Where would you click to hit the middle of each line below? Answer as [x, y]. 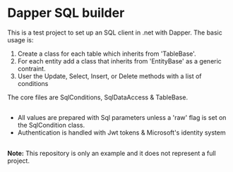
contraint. [31, 68]
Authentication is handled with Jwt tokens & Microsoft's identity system [121, 133]
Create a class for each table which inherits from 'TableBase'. [107, 54]
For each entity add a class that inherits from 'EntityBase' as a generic [120, 61]
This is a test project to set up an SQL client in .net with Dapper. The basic [115, 32]
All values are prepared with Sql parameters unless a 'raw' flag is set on [122, 118]
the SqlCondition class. [51, 125]
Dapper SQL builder [66, 13]
